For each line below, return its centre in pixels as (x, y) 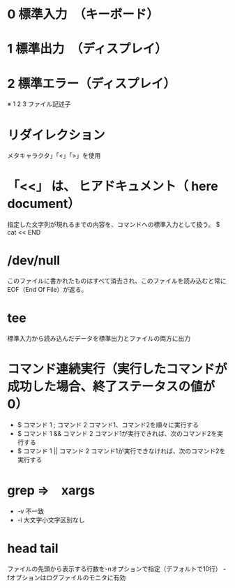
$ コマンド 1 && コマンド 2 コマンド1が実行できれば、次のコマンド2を (117, 433)
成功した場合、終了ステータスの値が (111, 387)
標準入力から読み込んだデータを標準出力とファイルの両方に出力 (99, 339)
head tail (33, 549)
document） (44, 204)
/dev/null (34, 261)
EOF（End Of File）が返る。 (47, 290)
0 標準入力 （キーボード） (83, 14)
